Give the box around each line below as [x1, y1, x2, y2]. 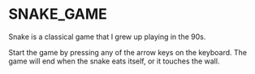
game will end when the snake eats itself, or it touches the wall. [8, 56, 220, 66]
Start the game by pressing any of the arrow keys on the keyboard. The [8, 47, 248, 57]
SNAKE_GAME [8, 5, 108, 24]
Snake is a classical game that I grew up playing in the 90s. [8, 32, 206, 41]
